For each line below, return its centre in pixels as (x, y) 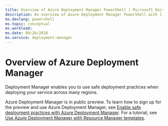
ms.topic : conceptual (28, 24)
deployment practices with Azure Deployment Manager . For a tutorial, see (81, 112)
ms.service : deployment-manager (39, 38)
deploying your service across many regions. (52, 92)
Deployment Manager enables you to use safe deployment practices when (82, 87)
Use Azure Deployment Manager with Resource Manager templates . (75, 117)
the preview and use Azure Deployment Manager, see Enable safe (73, 107)
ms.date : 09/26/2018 (27, 33)
